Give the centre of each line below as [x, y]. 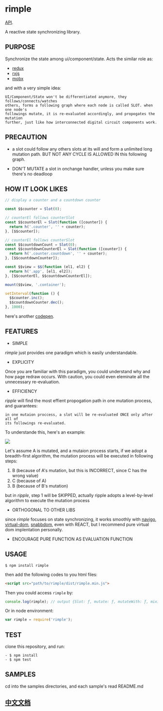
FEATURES [22, 331]
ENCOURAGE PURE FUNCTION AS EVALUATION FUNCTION [72, 539]
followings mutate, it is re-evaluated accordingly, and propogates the [80, 114]
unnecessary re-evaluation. [33, 382]
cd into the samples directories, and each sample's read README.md [74, 686]
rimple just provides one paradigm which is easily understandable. [71, 353]
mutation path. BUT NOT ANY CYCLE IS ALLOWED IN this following [79, 154]
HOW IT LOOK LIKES [36, 189]
